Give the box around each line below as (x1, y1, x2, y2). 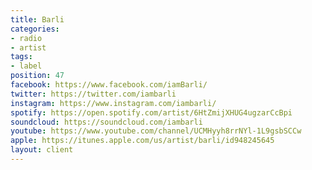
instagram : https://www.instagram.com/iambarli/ (10, 98, 217, 108)
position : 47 (10, 71, 65, 81)
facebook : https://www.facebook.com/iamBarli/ (10, 80, 208, 90)
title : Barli (10, 14, 65, 25)
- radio (10, 33, 43, 43)
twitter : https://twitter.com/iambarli (10, 89, 177, 99)
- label (10, 61, 43, 71)
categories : (10, 24, 60, 34)
